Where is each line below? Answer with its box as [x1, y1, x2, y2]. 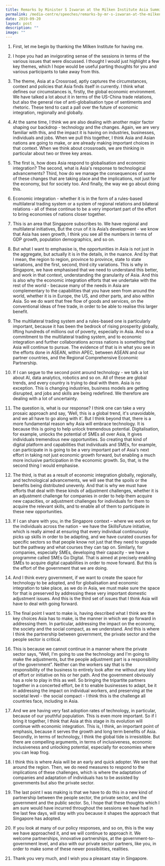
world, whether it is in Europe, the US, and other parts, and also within [12, 293, 154, 299]
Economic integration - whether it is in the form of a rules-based [12, 196, 142, 202]
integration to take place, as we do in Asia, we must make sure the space [12, 585, 160, 591]
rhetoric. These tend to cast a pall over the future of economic [12, 104, 139, 110]
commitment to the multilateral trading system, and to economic [12, 334, 142, 340]
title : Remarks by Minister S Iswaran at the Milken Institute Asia [5, 7, 148, 12]
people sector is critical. [12, 636, 62, 642]
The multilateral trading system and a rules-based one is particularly [12, 318, 151, 324]
